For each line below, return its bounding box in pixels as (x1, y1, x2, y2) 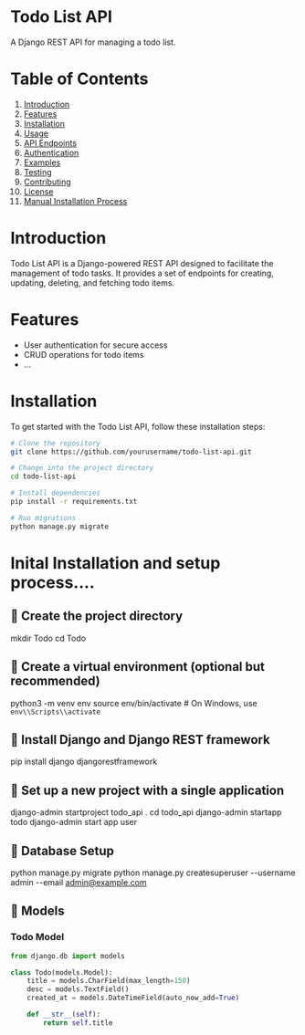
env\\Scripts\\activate (10, 707, 101, 716)
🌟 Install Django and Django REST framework (10, 732, 270, 747)
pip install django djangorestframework (10, 756, 158, 768)
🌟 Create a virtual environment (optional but (10, 659, 266, 674)
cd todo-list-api (10, 472, 77, 481)
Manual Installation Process (23, 195, 128, 206)
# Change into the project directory (10, 464, 154, 473)
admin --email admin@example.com (10, 876, 147, 887)
